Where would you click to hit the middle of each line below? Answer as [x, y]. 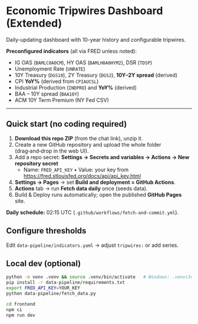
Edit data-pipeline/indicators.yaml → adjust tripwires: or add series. [92, 245]
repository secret [37, 163]
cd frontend [21, 304]
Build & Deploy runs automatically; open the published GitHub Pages [98, 194]
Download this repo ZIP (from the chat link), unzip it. [79, 138]
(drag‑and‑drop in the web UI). [52, 151]
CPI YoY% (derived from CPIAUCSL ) [57, 81]
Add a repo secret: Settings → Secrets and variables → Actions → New [102, 157]
